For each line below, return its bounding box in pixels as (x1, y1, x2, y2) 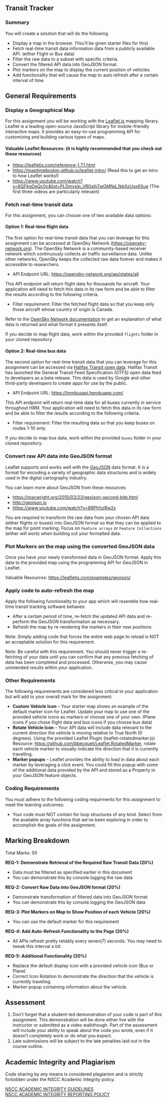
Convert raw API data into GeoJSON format (5, 452, 112, 459)
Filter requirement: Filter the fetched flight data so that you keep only (12, 301, 154, 307)
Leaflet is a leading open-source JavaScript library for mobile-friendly (5, 123, 149, 129)
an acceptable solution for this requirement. (5, 639, 95, 645)
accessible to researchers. (5, 261, 60, 267)
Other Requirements (5, 677, 56, 684)
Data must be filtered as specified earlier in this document (12, 869, 132, 875)
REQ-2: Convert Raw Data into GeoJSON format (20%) (5, 884, 121, 890)
